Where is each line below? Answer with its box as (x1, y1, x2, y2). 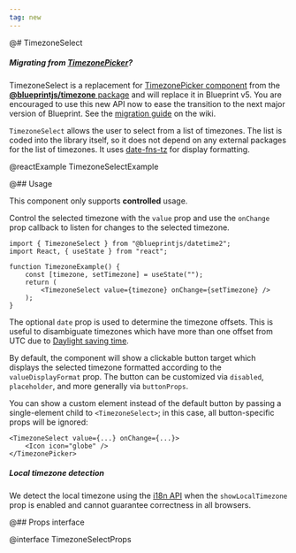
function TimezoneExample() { (9, 262, 121, 271)
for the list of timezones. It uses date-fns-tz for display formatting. (9, 143, 250, 155)
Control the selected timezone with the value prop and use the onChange (9, 212, 270, 223)
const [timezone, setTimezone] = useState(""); (25, 270, 203, 279)
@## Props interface (9, 517, 86, 527)
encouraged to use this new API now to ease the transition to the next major (9, 98, 285, 109)
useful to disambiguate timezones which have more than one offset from (9, 326, 274, 336)
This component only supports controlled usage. (9, 196, 188, 206)
